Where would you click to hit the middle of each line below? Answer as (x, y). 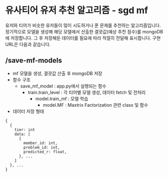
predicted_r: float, (45, 152)
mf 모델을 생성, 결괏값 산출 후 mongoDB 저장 (57, 73)
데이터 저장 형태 (28, 111)
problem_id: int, (42, 147)
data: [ (22, 134)
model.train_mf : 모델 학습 (62, 99)
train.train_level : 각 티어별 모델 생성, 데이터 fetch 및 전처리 (87, 92)
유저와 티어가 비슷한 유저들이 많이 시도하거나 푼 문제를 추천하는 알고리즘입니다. (83, 25)
